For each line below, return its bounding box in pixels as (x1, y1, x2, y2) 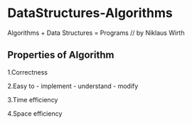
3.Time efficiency (7, 95, 58, 104)
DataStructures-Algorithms (7, 5, 173, 21)
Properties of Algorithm (7, 49, 114, 61)
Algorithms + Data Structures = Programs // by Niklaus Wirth (7, 28, 185, 37)
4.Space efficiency (7, 109, 63, 118)
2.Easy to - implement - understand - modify (7, 82, 139, 90)
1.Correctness (7, 67, 48, 76)
